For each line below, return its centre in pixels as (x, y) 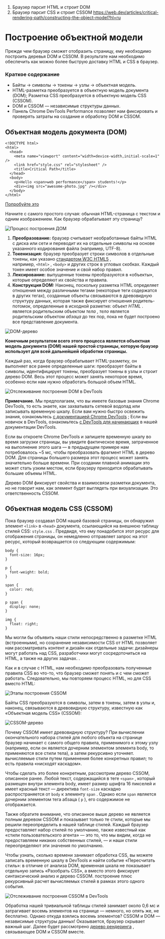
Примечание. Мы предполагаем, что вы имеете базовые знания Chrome (82, 401)
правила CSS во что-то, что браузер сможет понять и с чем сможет (77, 673)
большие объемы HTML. (31, 473)
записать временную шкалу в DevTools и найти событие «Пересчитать (80, 860)
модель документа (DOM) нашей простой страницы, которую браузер (82, 346)
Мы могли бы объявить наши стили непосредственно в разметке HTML (81, 637)
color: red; (22, 589)
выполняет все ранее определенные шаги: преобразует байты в (73, 366)
